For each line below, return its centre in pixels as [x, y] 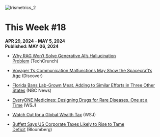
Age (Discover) [27, 76]
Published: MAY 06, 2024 [32, 46]
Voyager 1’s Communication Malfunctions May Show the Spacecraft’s [82, 70]
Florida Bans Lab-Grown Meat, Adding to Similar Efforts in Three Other [84, 85]
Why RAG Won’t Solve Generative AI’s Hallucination [64, 55]
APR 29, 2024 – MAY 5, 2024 [35, 41]
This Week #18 [36, 27]
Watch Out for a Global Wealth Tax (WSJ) [54, 114]
